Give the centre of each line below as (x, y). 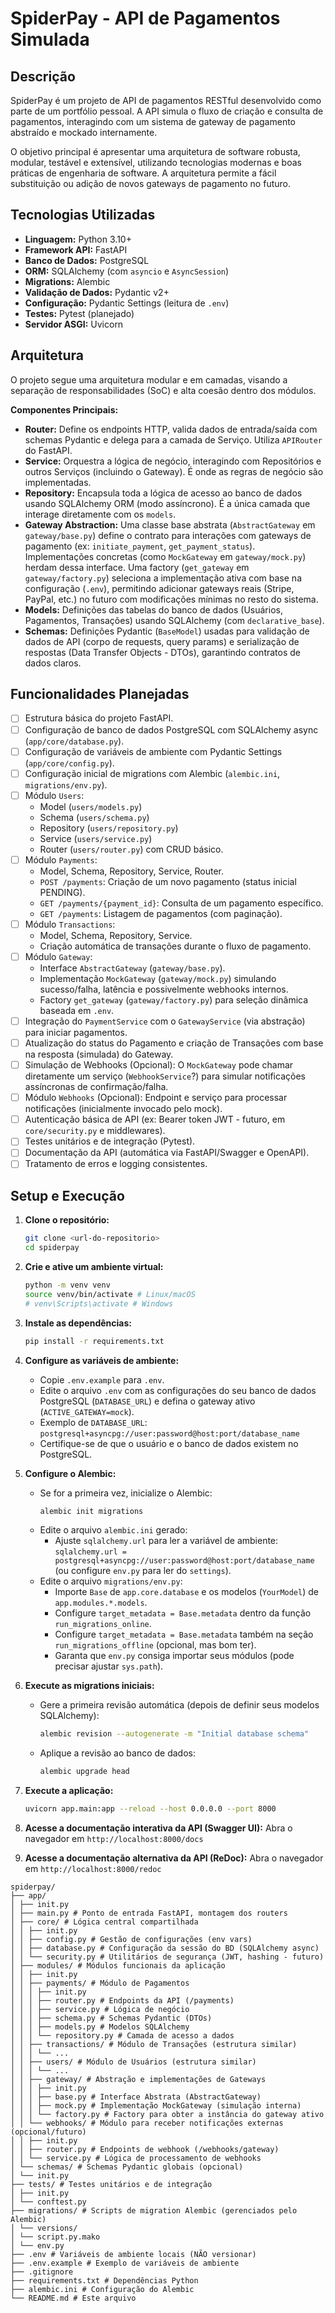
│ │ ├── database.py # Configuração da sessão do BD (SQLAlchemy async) (165, 1948)
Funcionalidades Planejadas (100, 694)
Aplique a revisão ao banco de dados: (117, 1753)
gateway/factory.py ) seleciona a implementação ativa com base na (163, 578)
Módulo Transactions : (70, 924)
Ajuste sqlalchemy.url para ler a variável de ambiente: (166, 1541)
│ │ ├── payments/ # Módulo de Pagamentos (100, 1983)
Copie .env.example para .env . (102, 1379)
